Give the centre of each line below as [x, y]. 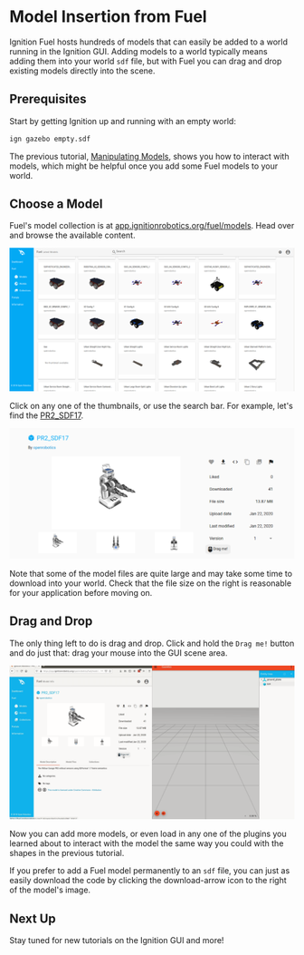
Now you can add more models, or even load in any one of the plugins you [148, 834]
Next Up [33, 918]
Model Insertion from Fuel [108, 17]
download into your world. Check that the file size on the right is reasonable [151, 583]
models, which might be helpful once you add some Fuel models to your [144, 166]
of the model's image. [50, 890]
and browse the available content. [72, 235]
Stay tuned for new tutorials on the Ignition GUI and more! [117, 940]
